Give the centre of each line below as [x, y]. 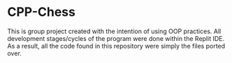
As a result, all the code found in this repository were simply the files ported [116, 46]
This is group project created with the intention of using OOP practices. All [114, 31]
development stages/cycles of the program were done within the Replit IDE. [116, 38]
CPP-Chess [41, 12]
